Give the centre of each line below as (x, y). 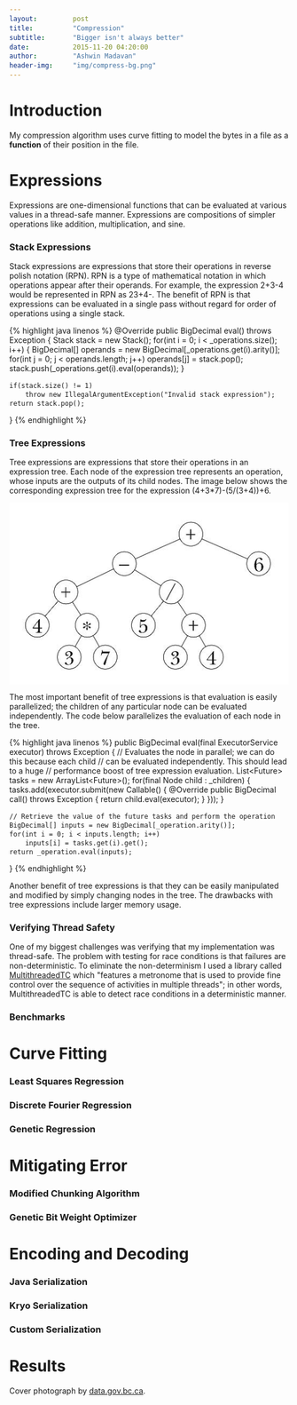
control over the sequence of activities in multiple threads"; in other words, (146, 985)
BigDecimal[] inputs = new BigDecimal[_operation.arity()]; (123, 825)
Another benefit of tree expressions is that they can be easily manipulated (144, 885)
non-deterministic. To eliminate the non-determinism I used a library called (145, 966)
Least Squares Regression (67, 1082)
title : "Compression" (67, 28)
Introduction (56, 111)
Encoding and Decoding (99, 1254)
